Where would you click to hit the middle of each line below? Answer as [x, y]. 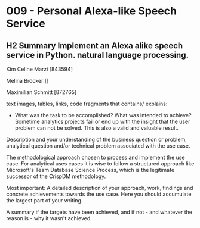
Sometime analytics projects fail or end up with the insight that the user [102, 121]
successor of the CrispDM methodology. [56, 176]
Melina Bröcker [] [27, 81]
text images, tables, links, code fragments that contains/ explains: [87, 104]
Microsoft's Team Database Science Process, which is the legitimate [90, 170]
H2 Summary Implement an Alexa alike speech [95, 46]
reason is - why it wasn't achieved [48, 218]
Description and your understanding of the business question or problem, [96, 139]
